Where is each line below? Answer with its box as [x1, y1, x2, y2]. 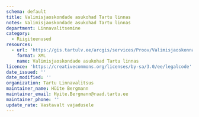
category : [6, 31, 31, 37]
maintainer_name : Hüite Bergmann [6, 86, 89, 92]
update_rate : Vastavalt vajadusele [6, 102, 94, 108]
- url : [11, 47, 28, 53]
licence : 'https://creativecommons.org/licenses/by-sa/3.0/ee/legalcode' [6, 63, 192, 70]
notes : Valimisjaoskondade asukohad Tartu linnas [6, 19, 131, 25]
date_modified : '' [6, 74, 52, 80]
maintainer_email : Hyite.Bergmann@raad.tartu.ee [6, 91, 129, 97]
